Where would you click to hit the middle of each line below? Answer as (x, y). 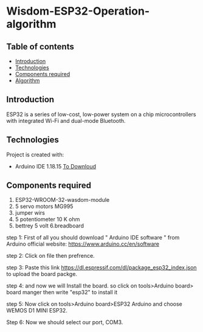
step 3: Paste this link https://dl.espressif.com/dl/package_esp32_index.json (101, 268)
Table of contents (40, 47)
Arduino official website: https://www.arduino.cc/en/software (83, 244)
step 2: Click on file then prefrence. (51, 256)
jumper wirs (30, 213)
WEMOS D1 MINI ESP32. (37, 311)
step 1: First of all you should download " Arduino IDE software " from (93, 238)
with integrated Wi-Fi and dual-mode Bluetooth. (66, 120)
